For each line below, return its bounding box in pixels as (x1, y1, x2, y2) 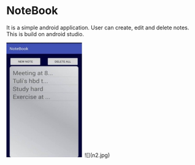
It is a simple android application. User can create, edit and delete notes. (6, 24, 189, 31)
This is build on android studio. (6, 30, 85, 37)
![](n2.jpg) (84, 151, 110, 159)
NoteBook (6, 4, 58, 18)
